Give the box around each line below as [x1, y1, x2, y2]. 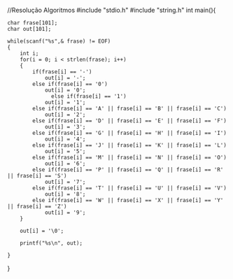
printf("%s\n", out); [20, 240, 83, 247]
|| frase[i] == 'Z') [7, 203, 68, 210]
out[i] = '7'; [44, 178, 86, 185]
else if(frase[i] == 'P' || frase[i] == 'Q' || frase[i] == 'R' [32, 166, 224, 173]
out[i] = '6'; [44, 160, 86, 167]
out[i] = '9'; [44, 209, 86, 216]
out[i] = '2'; [44, 111, 86, 118]
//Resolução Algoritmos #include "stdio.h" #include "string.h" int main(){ [7, 6, 216, 14]
